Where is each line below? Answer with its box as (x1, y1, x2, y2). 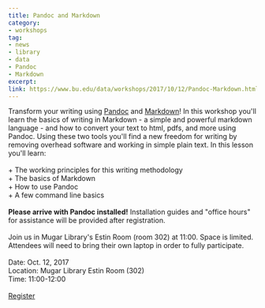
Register (8, 291, 35, 301)
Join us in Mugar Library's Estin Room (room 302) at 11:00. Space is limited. (8, 232, 254, 242)
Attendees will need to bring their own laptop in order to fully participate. (8, 241, 244, 250)
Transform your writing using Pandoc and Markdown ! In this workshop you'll (8, 107, 256, 116)
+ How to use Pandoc (8, 182, 79, 192)
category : (8, 19, 41, 27)
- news (8, 41, 30, 49)
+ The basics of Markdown (8, 174, 96, 183)
